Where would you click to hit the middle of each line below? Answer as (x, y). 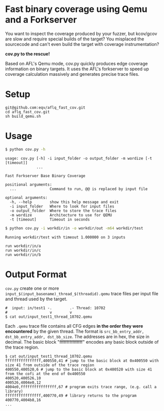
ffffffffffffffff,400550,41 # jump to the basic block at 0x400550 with (82, 361)
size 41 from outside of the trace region (50, 365)
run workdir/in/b (23, 255)
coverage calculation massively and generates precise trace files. (72, 74)
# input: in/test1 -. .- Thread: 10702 (55, 308)
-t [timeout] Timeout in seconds (50, 219)
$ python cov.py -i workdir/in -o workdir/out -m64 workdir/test (74, 228)
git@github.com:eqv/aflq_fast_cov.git (45, 107)
